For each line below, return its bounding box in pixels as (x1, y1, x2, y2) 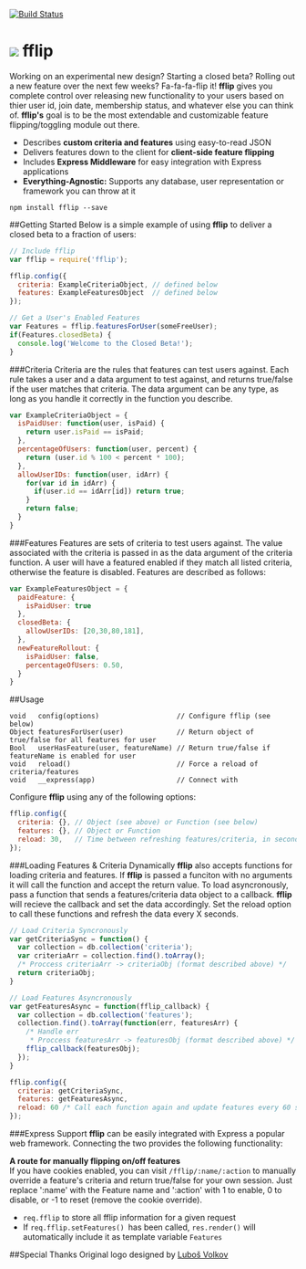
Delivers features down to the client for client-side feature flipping (22, 146, 275, 157)
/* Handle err (25, 1027, 79, 1036)
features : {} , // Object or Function (17, 826, 161, 835)
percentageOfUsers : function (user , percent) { (17, 445, 198, 454)
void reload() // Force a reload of (9, 760, 259, 769)
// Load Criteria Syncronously (9, 926, 128, 935)
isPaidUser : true (25, 601, 92, 611)
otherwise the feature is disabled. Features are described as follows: (9, 566, 267, 577)
